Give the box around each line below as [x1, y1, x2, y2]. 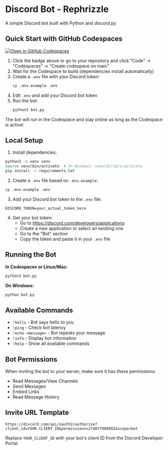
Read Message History [12, 394, 60, 400]
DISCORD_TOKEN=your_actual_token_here [5, 206, 86, 211]
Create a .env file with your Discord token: [12, 74, 100, 80]
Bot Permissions [5, 355, 58, 363]
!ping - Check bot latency [12, 324, 66, 331]
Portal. [5, 440, 19, 446]
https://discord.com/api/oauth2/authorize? [5, 421, 98, 426]
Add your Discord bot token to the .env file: [12, 196, 102, 202]
